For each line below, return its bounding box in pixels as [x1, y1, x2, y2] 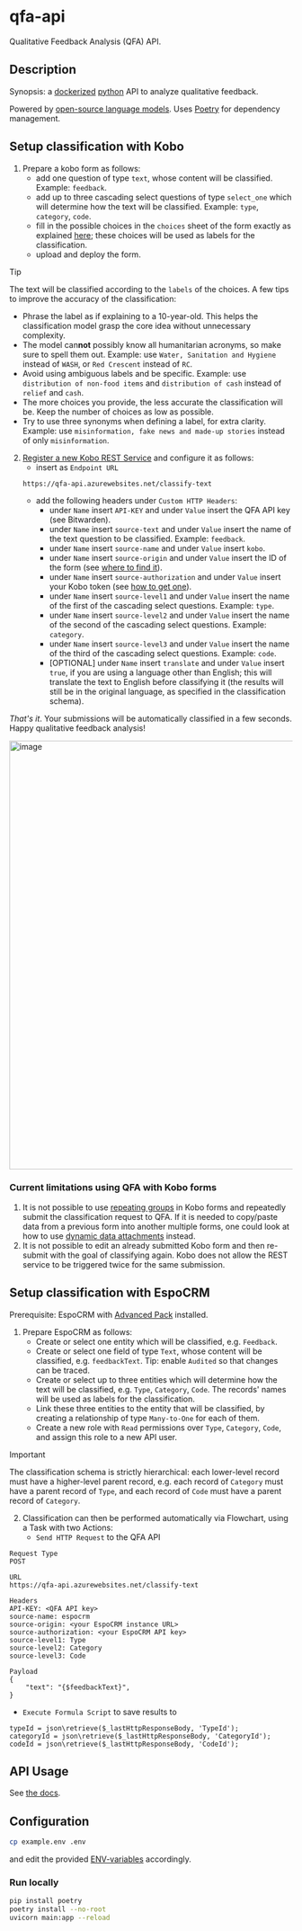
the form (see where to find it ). [49, 562, 164, 573]
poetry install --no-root [9, 1905, 106, 1914]
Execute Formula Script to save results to [22, 1706, 177, 1717]
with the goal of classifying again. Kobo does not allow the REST [49, 1250, 289, 1260]
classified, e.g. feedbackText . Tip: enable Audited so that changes [35, 1355, 279, 1366]
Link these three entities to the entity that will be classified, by [35, 1402, 265, 1413]
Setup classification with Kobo [9, 139, 184, 155]
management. [9, 112, 61, 123]
